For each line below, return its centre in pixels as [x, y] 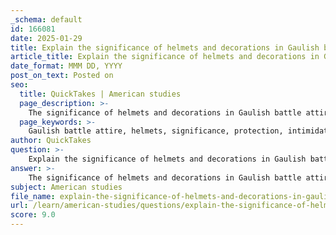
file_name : [33, 196]
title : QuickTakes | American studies [100, 94]
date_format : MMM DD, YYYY [66, 66]
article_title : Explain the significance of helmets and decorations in [165, 57]
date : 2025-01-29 [46, 38]
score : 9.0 [33, 215]
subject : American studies [66, 187]
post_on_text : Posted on [62, 76]
